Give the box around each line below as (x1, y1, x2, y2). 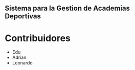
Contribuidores (5, 32, 71, 44)
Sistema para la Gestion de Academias (5, 4, 130, 13)
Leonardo (12, 60, 33, 66)
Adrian (12, 54, 27, 60)
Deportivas (5, 12, 41, 21)
